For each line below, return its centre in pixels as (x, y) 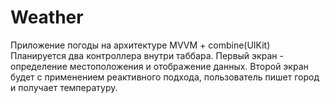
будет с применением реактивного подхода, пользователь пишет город (165, 77)
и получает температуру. (64, 87)
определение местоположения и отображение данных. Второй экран (159, 66)
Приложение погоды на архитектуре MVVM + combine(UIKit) (140, 45)
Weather (47, 17)
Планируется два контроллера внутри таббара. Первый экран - (147, 55)
